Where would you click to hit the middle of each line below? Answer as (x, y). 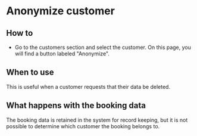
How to (20, 33)
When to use (30, 72)
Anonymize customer (60, 11)
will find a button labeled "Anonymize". (62, 54)
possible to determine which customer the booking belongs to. (83, 126)
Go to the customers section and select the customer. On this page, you (103, 47)
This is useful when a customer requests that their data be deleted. (88, 86)
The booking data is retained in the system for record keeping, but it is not (97, 120)
